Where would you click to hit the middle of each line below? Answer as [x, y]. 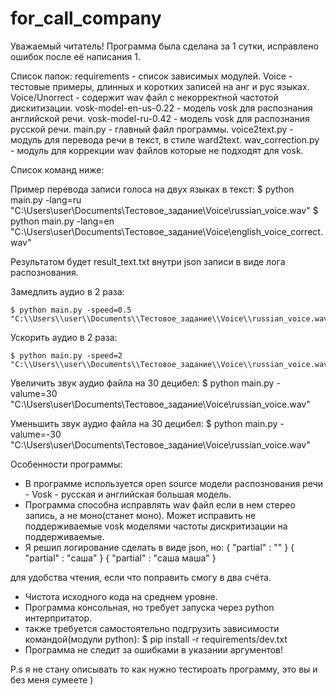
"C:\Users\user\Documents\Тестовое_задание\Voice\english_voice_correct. [166, 231]
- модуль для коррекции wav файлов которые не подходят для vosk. [157, 150]
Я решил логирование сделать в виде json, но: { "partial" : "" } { [159, 547]
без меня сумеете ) [52, 679]
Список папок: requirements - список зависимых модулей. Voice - [151, 76]
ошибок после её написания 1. [75, 56]
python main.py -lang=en [62, 221]
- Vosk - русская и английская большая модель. [128, 494]
